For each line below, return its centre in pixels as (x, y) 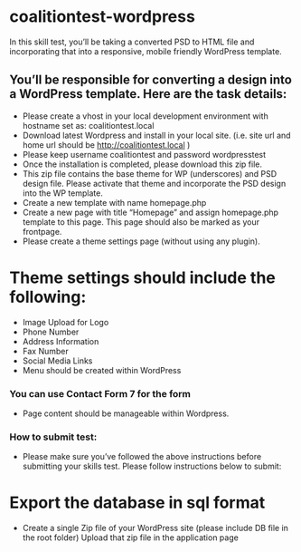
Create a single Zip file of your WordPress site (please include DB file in (155, 528)
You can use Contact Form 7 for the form (100, 393)
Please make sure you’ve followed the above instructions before (142, 457)
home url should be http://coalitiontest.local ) (106, 145)
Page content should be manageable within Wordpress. (126, 413)
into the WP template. (63, 193)
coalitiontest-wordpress (103, 17)
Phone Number (51, 332)
